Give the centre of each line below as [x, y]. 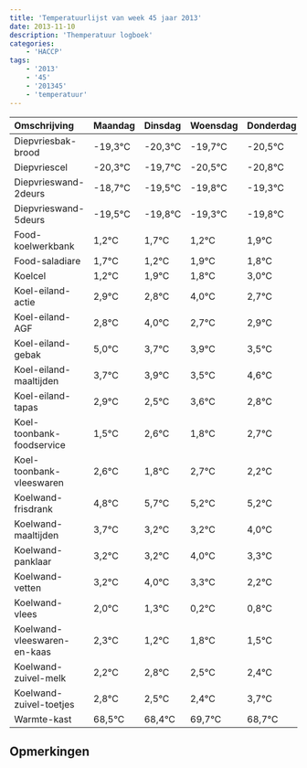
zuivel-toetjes [44, 704]
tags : [20, 60]
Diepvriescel [41, 167]
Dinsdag [162, 125]
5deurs [30, 219]
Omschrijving [44, 125]
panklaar [33, 561]
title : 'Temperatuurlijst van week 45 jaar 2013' [106, 18]
